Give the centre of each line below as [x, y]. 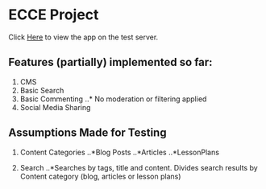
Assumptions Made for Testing [87, 133]
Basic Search [42, 90]
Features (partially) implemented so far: [110, 62]
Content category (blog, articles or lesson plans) [100, 176]
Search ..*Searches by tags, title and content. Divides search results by [139, 167]
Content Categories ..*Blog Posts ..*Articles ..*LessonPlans [120, 152]
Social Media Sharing [55, 107]
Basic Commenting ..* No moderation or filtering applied [113, 99]
